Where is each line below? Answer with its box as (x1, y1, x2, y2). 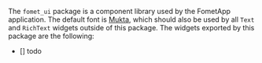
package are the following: (8, 31, 94, 40)
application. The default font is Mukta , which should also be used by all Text (8, 15, 255, 24)
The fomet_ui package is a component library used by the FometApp (8, 7, 231, 16)
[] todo (19, 47, 42, 55)
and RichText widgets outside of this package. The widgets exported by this (8, 23, 255, 32)
